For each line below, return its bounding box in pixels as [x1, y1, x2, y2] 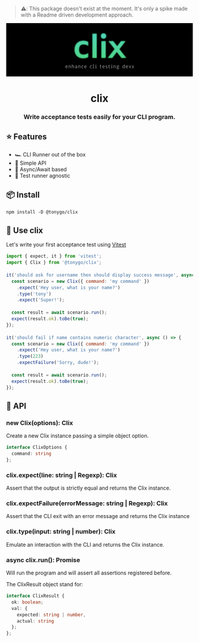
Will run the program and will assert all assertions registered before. [6, 569, 172, 577]
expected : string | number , [17, 612, 86, 618]
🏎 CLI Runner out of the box [14, 151, 86, 158]
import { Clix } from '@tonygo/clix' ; [6, 260, 102, 266]
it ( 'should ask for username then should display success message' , [6, 272, 179, 278]
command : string [11, 451, 52, 457]
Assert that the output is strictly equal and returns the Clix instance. [6, 484, 171, 491]
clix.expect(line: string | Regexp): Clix [6, 471, 117, 479]
